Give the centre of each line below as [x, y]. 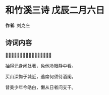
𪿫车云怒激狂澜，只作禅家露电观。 [29, 55]
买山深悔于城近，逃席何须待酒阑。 [41, 76]
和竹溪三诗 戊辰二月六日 [55, 10]
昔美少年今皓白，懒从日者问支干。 [41, 87]
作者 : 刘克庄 [18, 25]
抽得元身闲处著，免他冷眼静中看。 [41, 66]
